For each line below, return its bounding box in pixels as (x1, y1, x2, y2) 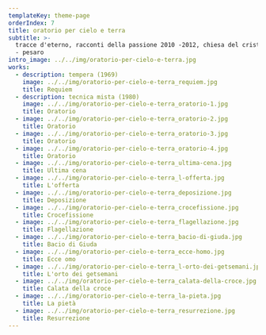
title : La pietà (22, 299, 77, 307)
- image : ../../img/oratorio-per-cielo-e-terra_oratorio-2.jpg (15, 115, 228, 123)
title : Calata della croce (22, 285, 112, 293)
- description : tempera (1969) (15, 71, 119, 79)
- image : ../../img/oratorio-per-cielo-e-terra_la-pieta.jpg (15, 292, 222, 300)
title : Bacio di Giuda (22, 241, 97, 248)
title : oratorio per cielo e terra (8, 26, 126, 34)
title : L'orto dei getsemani (22, 270, 119, 278)
